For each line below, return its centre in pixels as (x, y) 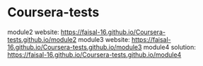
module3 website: (104, 39)
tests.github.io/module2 (42, 39)
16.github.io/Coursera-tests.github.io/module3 (75, 47)
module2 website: (33, 32)
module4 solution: (170, 47)
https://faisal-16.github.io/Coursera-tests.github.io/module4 (94, 55)
